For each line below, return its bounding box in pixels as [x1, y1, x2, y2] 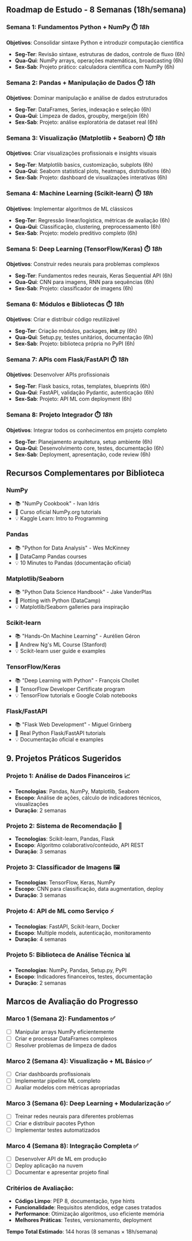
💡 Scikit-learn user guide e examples [14, 648, 106, 655]
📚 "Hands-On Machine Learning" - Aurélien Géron [14, 633, 140, 640]
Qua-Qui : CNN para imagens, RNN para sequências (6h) [14, 278, 154, 286]
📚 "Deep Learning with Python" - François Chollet [14, 676, 139, 684]
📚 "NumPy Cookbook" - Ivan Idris [14, 500, 100, 507]
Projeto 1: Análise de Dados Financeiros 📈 [6, 772, 131, 780]
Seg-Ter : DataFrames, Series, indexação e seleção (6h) [14, 106, 152, 113]
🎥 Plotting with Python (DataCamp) [14, 597, 101, 604]
